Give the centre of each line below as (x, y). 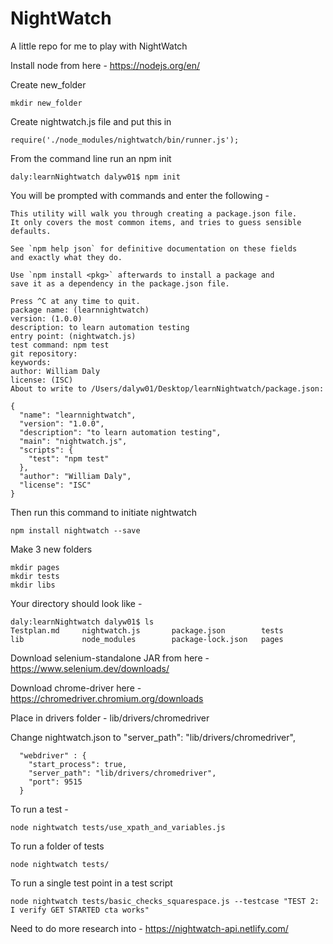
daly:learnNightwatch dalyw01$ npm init (96, 177)
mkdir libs (33, 585)
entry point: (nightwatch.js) (73, 336)
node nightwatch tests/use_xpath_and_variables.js (118, 827)
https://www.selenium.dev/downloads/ (90, 668)
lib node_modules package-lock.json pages (147, 639)
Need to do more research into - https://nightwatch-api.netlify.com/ (149, 928)
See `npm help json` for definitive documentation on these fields (154, 248)
